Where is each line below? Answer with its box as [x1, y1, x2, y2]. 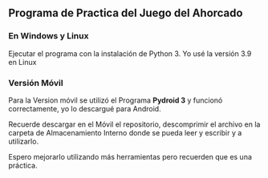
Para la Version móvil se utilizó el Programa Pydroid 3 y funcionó [8, 95, 223, 105]
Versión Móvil [8, 77, 63, 88]
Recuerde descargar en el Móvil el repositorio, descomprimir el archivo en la [8, 119, 261, 129]
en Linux [8, 57, 37, 67]
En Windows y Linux [8, 30, 89, 42]
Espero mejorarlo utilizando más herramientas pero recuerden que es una [8, 152, 253, 161]
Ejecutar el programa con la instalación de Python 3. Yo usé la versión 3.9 [8, 48, 252, 59]
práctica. [8, 160, 38, 170]
